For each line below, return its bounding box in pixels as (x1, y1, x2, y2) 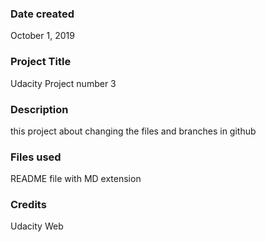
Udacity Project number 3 (10, 77, 117, 89)
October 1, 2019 (10, 30, 75, 42)
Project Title (10, 55, 72, 69)
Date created (10, 7, 75, 21)
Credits (10, 198, 47, 212)
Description (10, 102, 69, 116)
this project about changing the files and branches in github (10, 125, 257, 137)
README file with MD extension (10, 173, 142, 185)
